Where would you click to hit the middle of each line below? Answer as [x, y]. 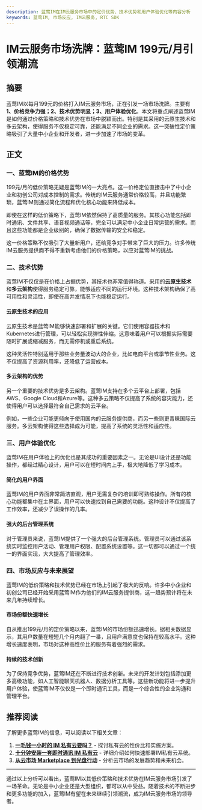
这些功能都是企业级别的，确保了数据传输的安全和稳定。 [80, 230]
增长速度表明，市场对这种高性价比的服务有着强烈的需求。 [77, 644]
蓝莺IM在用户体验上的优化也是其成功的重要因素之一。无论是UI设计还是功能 [99, 457]
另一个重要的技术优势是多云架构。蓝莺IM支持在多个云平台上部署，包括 [94, 391]
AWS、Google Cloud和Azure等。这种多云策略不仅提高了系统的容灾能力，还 [100, 398]
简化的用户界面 [25, 480]
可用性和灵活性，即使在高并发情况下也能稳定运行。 [69, 297]
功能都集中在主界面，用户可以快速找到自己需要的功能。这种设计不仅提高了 [103, 502]
